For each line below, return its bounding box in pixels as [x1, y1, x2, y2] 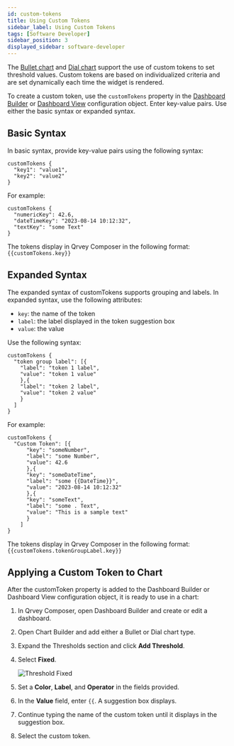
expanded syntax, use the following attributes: [7, 296, 143, 304]
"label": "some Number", [26, 453, 100, 460]
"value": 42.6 [26, 459, 69, 466]
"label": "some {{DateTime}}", [26, 477, 119, 485]
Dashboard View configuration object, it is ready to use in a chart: [7, 593, 199, 601]
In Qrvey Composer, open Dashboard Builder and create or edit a [17, 607, 208, 615]
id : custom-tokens [7, 10, 62, 18]
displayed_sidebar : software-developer [7, 43, 126, 50]
